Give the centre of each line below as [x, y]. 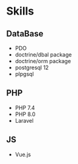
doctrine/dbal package [43, 55]
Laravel [24, 120]
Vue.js [23, 154]
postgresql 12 [32, 67]
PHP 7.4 [25, 108]
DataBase [25, 34]
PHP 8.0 [25, 114]
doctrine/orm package [43, 61]
